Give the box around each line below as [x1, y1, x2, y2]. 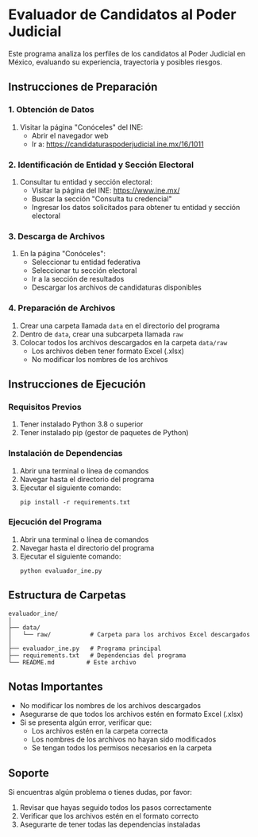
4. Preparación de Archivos [8, 302, 116, 313]
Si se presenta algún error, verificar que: [19, 718, 152, 727]
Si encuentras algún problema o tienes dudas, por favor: [8, 788, 192, 797]
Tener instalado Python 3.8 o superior [19, 419, 144, 429]
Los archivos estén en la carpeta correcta [31, 726, 168, 736]
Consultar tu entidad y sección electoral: [19, 177, 153, 186]
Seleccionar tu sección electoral [31, 266, 137, 275]
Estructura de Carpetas [8, 589, 127, 602]
